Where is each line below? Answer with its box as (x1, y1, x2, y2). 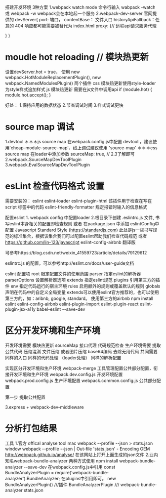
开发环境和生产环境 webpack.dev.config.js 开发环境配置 (9, 371, 123, 377)
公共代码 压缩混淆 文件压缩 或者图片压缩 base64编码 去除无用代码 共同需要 (5, 348, 158, 354)
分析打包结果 (5, 423, 58, 434)
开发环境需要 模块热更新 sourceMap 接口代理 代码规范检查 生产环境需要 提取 (5, 342, 161, 348)
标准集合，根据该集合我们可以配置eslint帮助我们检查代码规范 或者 (13, 233, 147, 239)
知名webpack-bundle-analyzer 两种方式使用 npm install (5, 457, 119, 463)
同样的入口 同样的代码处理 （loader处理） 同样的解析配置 (5, 355, 122, 361)
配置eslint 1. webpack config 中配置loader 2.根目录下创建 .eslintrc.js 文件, (5, 214, 154, 220)
